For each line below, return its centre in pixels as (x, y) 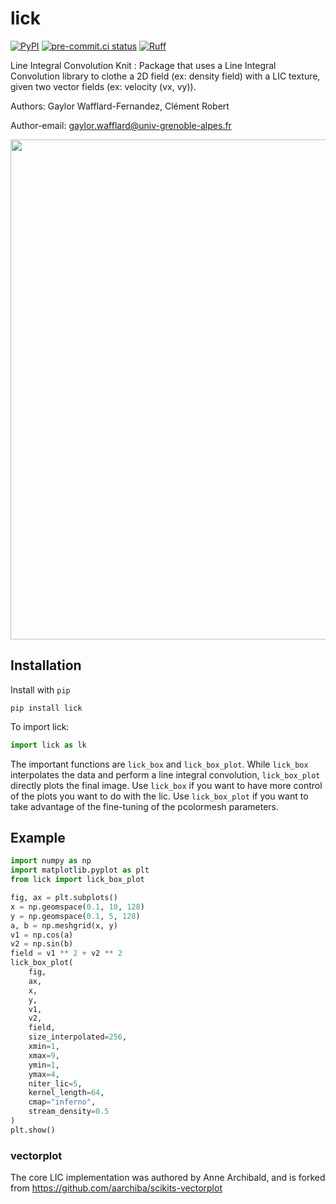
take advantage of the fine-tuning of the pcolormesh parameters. (145, 806)
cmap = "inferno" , (62, 1102)
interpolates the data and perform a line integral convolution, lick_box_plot (165, 774)
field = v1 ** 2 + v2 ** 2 (66, 953)
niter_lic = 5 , (55, 1083)
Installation (46, 665)
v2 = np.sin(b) (42, 944)
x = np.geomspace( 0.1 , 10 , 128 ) (77, 907)
